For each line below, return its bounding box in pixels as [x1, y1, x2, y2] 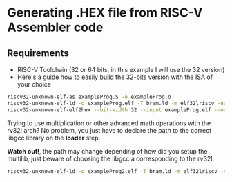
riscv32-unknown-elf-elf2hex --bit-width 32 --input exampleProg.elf [7, 106, 212, 113]
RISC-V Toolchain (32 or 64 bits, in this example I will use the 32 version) [17, 66, 225, 73]
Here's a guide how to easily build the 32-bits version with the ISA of [17, 73, 213, 81]
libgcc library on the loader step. [7, 134, 101, 142]
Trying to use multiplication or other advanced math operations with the [7, 119, 211, 127]
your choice [17, 80, 52, 88]
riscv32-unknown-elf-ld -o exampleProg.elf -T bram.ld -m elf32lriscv [7, 100, 215, 107]
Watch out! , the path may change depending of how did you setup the [7, 147, 208, 155]
